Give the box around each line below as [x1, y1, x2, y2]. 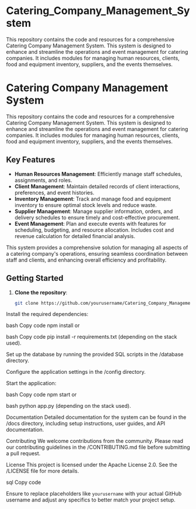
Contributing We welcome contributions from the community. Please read [6, 438, 183, 445]
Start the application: [6, 380, 57, 387]
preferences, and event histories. [14, 189, 95, 196]
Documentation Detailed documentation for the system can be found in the [6, 414, 187, 421]
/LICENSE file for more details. [6, 467, 79, 474]
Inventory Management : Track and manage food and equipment [14, 195, 171, 202]
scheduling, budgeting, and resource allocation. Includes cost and [14, 226, 174, 233]
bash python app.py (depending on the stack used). [6, 403, 132, 410]
